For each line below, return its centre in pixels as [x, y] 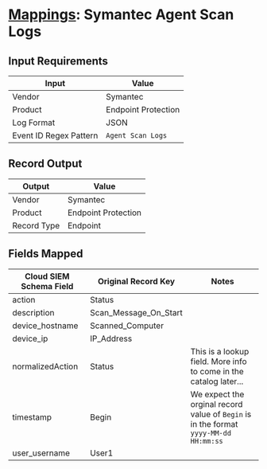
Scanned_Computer [127, 326]
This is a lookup [220, 351]
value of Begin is [221, 414]
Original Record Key [137, 281]
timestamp [32, 417]
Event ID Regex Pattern [55, 135]
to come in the [217, 371]
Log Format [34, 123]
